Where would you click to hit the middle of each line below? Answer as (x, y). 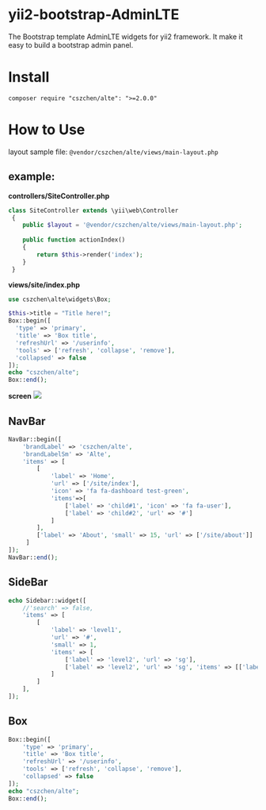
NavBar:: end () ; (33, 557)
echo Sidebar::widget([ (47, 600)
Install (29, 77)
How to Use (47, 130)
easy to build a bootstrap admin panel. (71, 44)
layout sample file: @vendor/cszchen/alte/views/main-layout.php (114, 152)
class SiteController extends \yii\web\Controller (93, 210)
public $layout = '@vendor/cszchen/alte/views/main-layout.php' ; (133, 225)
